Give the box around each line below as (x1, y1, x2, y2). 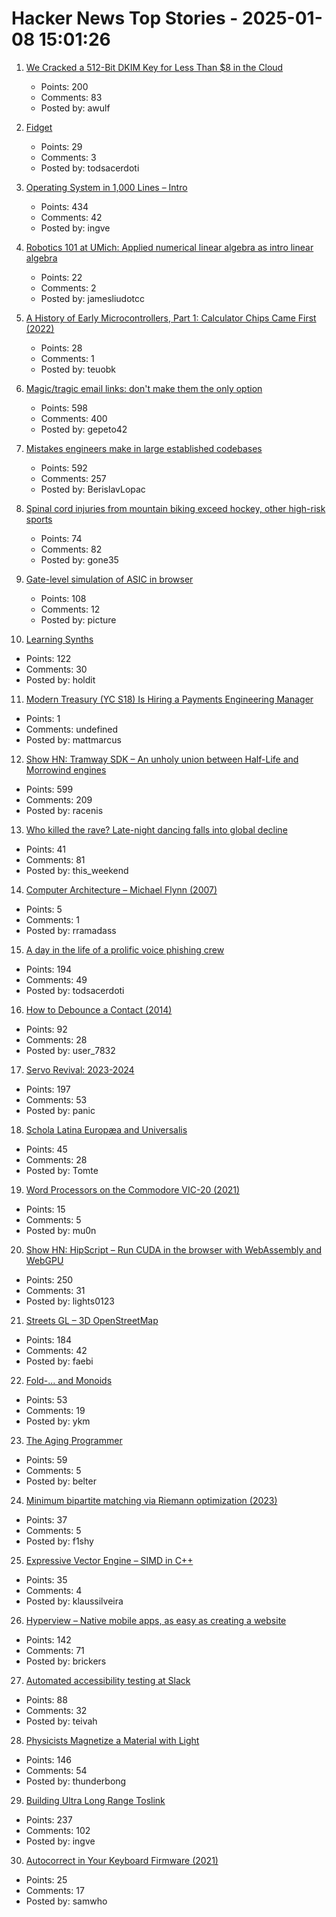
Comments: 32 (25, 1704, 88, 1716)
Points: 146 (25, 1753, 72, 1766)
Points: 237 (25, 1813, 73, 1826)
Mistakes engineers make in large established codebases (25, 442, 263, 454)
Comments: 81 (25, 853, 86, 866)
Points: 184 (25, 1333, 72, 1346)
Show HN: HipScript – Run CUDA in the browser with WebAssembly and (25, 1243, 322, 1256)
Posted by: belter (25, 1475, 97, 1487)
